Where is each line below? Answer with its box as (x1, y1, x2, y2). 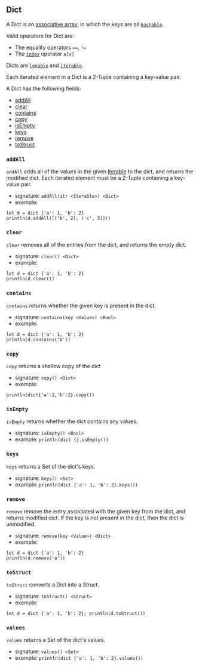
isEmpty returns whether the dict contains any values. (6, 418, 138, 425)
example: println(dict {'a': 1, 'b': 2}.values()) (14, 654, 143, 662)
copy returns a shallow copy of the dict (6, 363, 101, 369)
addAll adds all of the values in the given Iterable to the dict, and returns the (6, 168, 194, 175)
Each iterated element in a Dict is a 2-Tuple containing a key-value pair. (6, 73, 181, 80)
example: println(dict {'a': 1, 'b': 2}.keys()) (14, 481, 139, 488)
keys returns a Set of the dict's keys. (6, 463, 96, 470)
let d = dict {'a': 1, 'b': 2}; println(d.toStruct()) (6, 611, 146, 617)
